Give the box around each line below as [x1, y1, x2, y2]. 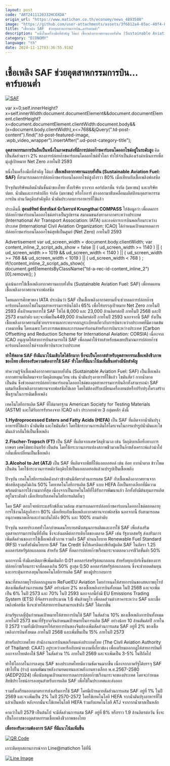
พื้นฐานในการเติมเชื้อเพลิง [5, 391, 48, 397]
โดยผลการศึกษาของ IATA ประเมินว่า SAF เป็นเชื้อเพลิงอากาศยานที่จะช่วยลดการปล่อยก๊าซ [5, 297, 153, 303]
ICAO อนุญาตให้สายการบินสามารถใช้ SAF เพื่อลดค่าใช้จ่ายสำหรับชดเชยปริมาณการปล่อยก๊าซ [5, 336, 158, 342]
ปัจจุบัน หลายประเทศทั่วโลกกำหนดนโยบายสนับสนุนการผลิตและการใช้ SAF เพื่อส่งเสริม [5, 525, 149, 531]
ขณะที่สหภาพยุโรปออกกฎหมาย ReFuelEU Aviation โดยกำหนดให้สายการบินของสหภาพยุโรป [5, 579, 163, 585]
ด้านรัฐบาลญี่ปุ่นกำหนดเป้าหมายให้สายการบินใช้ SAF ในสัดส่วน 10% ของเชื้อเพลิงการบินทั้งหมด [5, 612, 163, 618]
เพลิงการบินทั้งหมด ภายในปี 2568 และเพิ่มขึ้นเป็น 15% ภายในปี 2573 [5, 629, 124, 635]
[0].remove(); [5, 271, 33, 277]
